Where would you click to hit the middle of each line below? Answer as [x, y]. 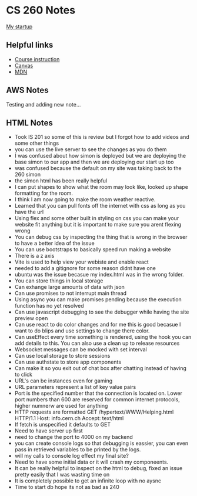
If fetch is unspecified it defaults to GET [63, 425]
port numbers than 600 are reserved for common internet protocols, [97, 400]
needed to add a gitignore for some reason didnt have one [85, 268]
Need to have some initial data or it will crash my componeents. [91, 462]
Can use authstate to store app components [68, 362]
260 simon [28, 175]
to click [24, 375]
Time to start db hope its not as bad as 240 [67, 487]
